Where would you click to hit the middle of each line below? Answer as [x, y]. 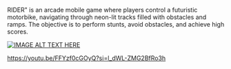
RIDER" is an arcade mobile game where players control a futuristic [102, 10]
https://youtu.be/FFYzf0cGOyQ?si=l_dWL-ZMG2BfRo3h [87, 58]
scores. [18, 31]
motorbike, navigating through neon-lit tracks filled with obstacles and [107, 17]
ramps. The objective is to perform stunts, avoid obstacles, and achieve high [116, 24]
